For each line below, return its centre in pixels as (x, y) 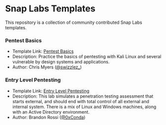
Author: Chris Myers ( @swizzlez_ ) (47, 67)
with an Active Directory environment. (51, 112)
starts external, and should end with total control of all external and (81, 101)
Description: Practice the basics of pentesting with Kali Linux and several (87, 57)
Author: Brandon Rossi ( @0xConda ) (49, 117)
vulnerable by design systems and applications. (61, 62)
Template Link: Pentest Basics (43, 51)
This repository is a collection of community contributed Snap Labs (74, 22)
